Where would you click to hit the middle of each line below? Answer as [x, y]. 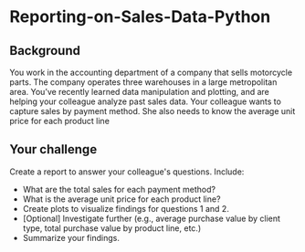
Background [45, 51]
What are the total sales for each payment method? [119, 189]
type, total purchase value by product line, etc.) [112, 228]
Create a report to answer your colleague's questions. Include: [127, 172]
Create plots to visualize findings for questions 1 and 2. [126, 208]
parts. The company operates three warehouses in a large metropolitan [143, 82]
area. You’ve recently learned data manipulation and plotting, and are [139, 92]
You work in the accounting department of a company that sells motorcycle [151, 72]
